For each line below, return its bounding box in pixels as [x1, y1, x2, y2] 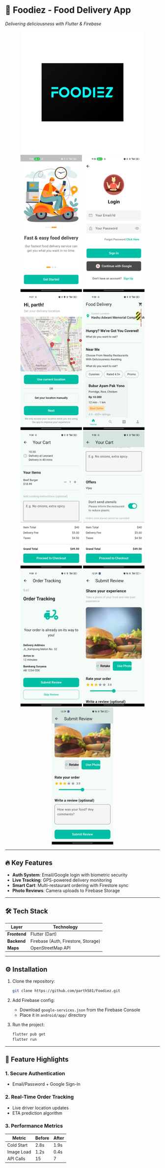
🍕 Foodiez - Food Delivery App [5, 4, 131, 16]
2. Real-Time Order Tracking [5, 1094, 74, 1100]
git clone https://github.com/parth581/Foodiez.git [12, 989, 120, 993]
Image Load [7, 1149, 31, 1155]
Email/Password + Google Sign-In [12, 1081, 81, 1087]
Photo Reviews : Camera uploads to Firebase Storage [12, 887, 120, 893]
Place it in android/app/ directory [19, 1012, 87, 1018]
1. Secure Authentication [5, 1070, 65, 1077]
